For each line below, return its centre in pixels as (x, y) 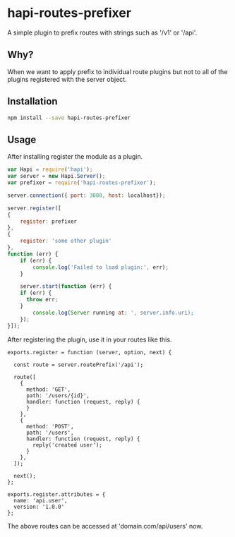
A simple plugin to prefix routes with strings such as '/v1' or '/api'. (102, 32)
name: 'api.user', (41, 500)
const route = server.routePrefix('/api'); (78, 365)
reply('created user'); (67, 445)
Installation (32, 101)
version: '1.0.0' (39, 507)
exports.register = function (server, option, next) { (90, 352)
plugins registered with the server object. (67, 79)
